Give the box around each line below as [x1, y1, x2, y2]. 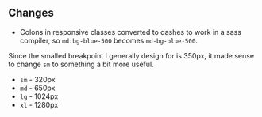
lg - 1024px [19, 91, 59, 101]
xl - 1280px [19, 100, 59, 109]
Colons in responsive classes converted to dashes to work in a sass [19, 27, 242, 36]
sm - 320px [19, 74, 56, 84]
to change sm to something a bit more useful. [8, 59, 154, 69]
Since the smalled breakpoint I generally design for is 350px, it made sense [8, 51, 255, 60]
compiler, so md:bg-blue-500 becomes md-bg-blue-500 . [19, 36, 198, 45]
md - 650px [19, 83, 56, 92]
